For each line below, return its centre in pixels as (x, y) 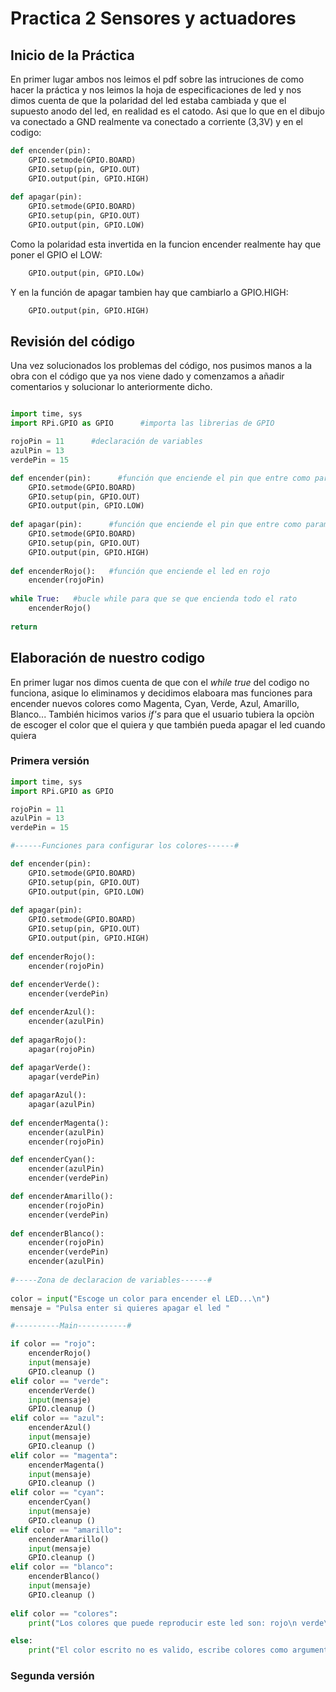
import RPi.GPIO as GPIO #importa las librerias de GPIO (142, 423)
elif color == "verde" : (60, 1381)
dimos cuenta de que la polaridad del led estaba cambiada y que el (148, 100)
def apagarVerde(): (51, 1068)
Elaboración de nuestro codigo (108, 658)
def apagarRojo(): (48, 1040)
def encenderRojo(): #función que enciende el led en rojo (140, 571)
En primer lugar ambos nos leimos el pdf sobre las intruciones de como (157, 79)
